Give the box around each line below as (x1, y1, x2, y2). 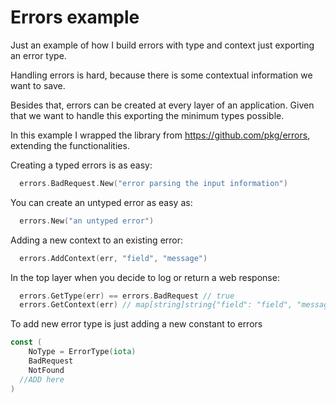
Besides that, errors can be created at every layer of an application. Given (10, 99, 315, 111)
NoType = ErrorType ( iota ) (28, 347, 137, 357)
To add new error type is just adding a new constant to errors (10, 318, 263, 330)
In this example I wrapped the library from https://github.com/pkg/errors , (10, 129, 311, 141)
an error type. (10, 49, 67, 61)
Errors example (10, 6, 140, 29)
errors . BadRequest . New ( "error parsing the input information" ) (19, 178, 288, 188)
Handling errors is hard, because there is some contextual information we (10, 69, 313, 81)
